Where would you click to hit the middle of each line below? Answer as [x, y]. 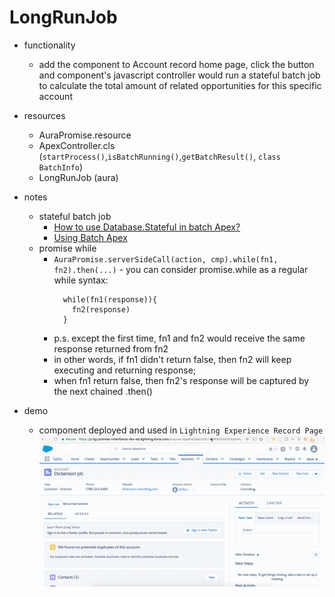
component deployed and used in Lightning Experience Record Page [181, 430]
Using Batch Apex [90, 237]
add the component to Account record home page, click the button [176, 64]
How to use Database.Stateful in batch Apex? [147, 227]
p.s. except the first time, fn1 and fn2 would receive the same [179, 338]
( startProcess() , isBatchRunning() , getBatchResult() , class [159, 156]
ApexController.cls [77, 145]
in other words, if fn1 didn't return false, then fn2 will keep [172, 359]
